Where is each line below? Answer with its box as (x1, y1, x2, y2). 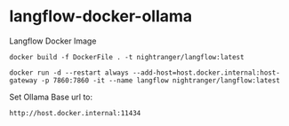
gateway (9, 75, 38, 85)
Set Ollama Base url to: (9, 91, 93, 102)
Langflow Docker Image (9, 35, 97, 46)
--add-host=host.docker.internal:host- (132, 68, 280, 77)
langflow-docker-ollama (9, 6, 193, 27)
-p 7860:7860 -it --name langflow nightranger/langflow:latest (41, 75, 280, 85)
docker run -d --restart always (9, 68, 129, 77)
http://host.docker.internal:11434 (9, 108, 141, 117)
